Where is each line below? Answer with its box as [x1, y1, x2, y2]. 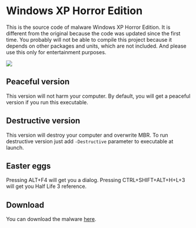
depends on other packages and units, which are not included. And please [6, 42, 187, 49]
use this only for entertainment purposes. [6, 48, 107, 55]
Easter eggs [6, 161, 51, 171]
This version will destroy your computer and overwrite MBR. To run [6, 131, 169, 138]
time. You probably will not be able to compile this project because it [6, 36, 172, 43]
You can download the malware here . [6, 216, 97, 223]
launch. [6, 144, 25, 151]
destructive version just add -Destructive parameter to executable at [6, 137, 174, 145]
